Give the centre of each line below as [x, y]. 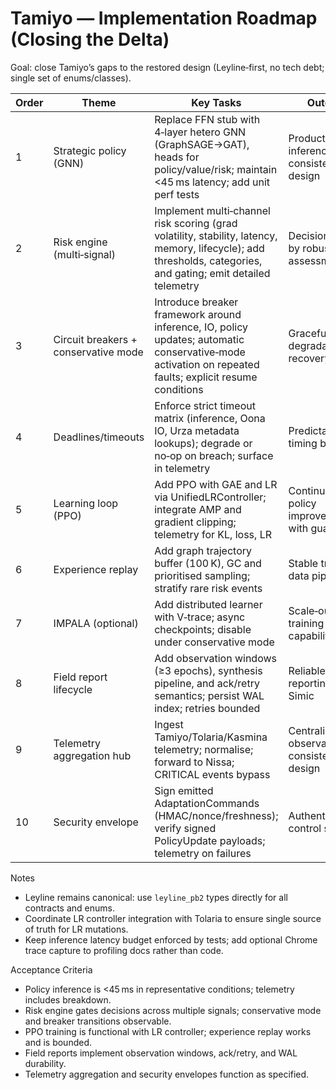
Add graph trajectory [203, 550]
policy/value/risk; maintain [216, 169]
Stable [303, 563]
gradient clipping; [195, 522]
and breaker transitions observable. [98, 1021]
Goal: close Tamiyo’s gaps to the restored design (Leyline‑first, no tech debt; [167, 67]
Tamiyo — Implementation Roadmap [164, 18]
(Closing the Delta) [90, 39]
